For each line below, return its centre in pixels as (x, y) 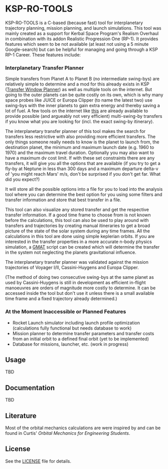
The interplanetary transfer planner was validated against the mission (77, 262)
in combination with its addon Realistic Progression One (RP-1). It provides (82, 39)
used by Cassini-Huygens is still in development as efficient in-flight (76, 283)
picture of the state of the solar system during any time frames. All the (78, 231)
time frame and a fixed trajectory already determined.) (61, 299)
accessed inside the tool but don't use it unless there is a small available (80, 293)
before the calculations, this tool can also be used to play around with (77, 220)
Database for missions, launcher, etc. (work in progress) (70, 344)
